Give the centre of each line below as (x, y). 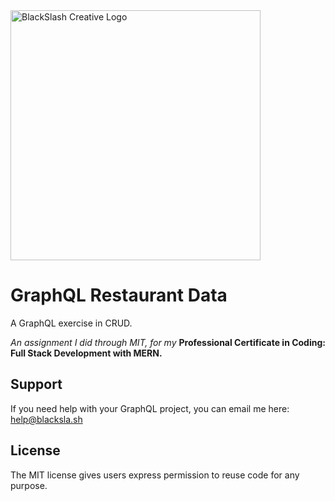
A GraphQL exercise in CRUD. (71, 323)
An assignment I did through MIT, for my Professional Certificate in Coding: (168, 342)
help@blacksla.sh (46, 419)
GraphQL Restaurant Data (119, 295)
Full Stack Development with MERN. (86, 353)
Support (36, 384)
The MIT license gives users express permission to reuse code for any (155, 475)
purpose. (29, 485)
